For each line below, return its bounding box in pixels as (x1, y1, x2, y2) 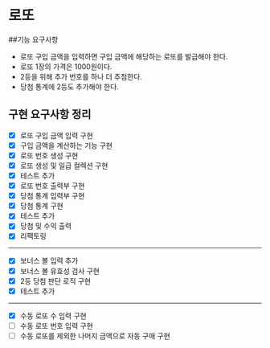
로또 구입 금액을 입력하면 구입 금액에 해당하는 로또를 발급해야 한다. (19, 51, 228, 61)
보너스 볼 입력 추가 (19, 256, 79, 265)
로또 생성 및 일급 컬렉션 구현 (19, 161, 108, 170)
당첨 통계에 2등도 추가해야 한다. (19, 81, 119, 92)
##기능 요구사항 (8, 35, 59, 44)
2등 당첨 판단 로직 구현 (19, 276, 91, 285)
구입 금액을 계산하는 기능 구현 (19, 141, 112, 150)
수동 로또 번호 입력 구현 (19, 321, 94, 330)
